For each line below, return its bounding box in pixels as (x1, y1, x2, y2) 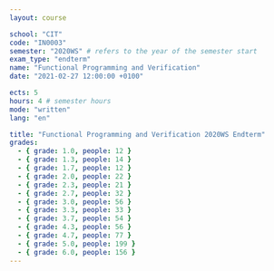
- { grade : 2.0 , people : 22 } (17, 171, 132, 181)
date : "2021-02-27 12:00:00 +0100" (9, 72, 144, 82)
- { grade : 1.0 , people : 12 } (17, 147, 132, 156)
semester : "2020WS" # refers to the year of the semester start (9, 46, 258, 55)
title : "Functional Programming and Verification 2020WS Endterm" (9, 130, 266, 139)
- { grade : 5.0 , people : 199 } (17, 239, 136, 248)
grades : (9, 138, 39, 148)
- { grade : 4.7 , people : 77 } (17, 231, 132, 240)
